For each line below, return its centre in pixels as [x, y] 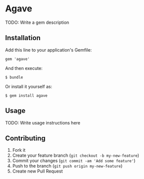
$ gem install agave [27, 95]
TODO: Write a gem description [37, 22]
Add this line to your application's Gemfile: [48, 50]
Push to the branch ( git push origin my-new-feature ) [67, 166]
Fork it [19, 150]
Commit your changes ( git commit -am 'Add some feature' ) [74, 161]
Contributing [25, 138]
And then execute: [24, 68]
